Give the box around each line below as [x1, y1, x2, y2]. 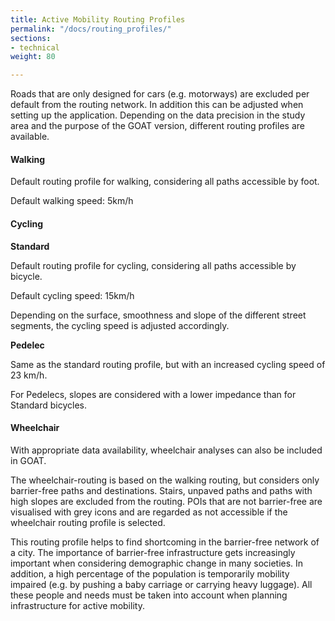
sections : [10, 33, 52, 43]
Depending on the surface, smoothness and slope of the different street [10, 309, 307, 321]
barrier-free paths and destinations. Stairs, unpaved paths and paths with [10, 484, 313, 496]
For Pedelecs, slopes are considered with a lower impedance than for [10, 388, 297, 400]
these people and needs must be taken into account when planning [10, 589, 288, 601]
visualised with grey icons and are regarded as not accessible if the [10, 506, 288, 518]
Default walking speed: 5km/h [10, 195, 134, 207]
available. [10, 131, 50, 143]
